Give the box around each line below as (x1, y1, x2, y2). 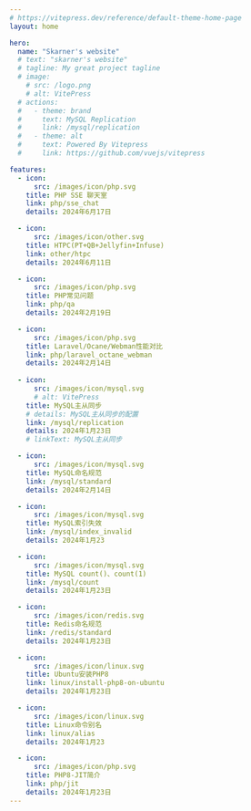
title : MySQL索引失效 (25, 519, 103, 528)
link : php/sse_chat (25, 199, 100, 208)
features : (9, 165, 47, 174)
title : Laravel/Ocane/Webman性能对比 (25, 341, 164, 351)
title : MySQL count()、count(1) (25, 569, 147, 578)
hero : (9, 38, 30, 47)
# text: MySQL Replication (17, 115, 136, 124)
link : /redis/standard (25, 628, 112, 637)
